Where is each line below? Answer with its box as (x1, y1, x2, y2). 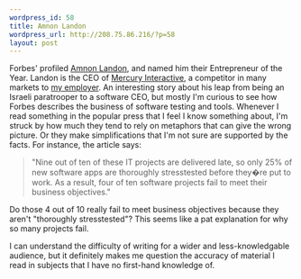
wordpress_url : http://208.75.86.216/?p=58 (9, 30, 176, 39)
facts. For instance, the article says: (9, 139, 142, 150)
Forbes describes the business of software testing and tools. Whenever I (9, 101, 279, 112)
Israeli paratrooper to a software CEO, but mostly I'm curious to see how (9, 92, 278, 103)
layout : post (9, 38, 59, 48)
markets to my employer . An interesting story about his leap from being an (9, 82, 285, 93)
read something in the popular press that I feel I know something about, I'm (9, 111, 288, 121)
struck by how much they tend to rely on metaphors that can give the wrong (9, 121, 292, 131)
